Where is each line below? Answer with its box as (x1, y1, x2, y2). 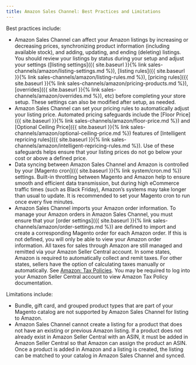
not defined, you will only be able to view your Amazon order (14, 235, 161, 242)
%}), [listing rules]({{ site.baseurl (105, 67, 185, 74)
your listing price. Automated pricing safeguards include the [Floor (14, 111, 175, 118)
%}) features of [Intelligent (122, 130, 186, 137)
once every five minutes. (14, 198, 74, 205)
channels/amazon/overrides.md (14, 92, 92, 99)
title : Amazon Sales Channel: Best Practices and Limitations (6, 8, 161, 15)
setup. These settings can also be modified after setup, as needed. (14, 98, 177, 106)
